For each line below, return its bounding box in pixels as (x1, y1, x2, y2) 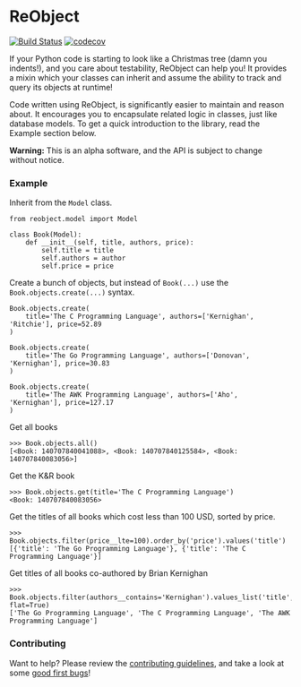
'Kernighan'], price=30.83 (9, 359, 110, 368)
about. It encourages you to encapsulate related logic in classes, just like (9, 108, 278, 119)
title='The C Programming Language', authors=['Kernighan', (25, 312, 254, 322)
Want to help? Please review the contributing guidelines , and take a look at (9, 657, 285, 668)
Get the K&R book (9, 470, 75, 481)
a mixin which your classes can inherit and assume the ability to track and (9, 72, 282, 82)
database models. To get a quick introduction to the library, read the (9, 118, 261, 129)
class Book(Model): (9, 230, 82, 239)
